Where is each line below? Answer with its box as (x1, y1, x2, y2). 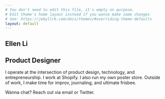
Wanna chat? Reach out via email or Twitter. (5, 90, 95, 96)
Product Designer (5, 56, 61, 65)
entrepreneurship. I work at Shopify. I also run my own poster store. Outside (5, 75, 161, 81)
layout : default (5, 21, 39, 26)
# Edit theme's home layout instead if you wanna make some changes (5, 12, 150, 17)
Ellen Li (5, 39, 28, 48)
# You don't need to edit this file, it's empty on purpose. (5, 7, 135, 12)
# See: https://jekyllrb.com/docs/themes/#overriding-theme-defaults (5, 16, 153, 21)
